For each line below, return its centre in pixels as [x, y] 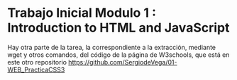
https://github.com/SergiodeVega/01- [123, 62]
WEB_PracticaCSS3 [36, 69]
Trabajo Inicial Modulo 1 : [82, 13]
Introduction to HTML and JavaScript [118, 28]
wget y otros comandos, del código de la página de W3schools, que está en [118, 55]
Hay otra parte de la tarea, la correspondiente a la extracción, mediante [112, 47]
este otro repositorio [37, 62]
